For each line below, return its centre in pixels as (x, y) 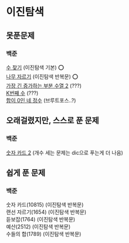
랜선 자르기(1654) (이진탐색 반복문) (46, 212)
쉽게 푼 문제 (26, 172)
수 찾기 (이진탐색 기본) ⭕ (35, 67)
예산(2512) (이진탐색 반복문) (38, 227)
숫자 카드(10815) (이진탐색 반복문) (45, 205)
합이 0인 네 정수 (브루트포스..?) (41, 100)
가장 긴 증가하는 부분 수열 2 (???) (44, 85)
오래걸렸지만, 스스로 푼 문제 (53, 121)
